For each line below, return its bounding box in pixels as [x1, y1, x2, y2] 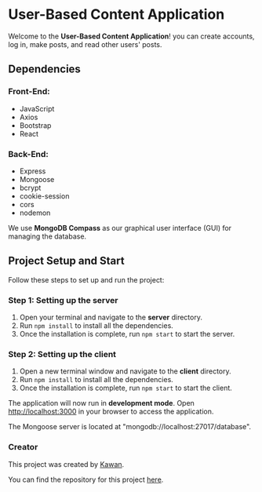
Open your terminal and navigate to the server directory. [19, 312, 202, 323]
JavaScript [19, 104, 55, 113]
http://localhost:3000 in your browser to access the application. [8, 406, 214, 417]
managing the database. [8, 231, 87, 241]
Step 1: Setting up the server [8, 294, 118, 305]
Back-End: [8, 148, 49, 159]
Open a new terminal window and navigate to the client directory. [19, 366, 231, 376]
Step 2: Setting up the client [8, 348, 116, 359]
